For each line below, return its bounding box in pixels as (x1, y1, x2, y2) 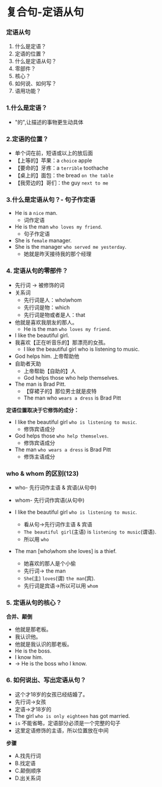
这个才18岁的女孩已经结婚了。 (14, 691, 88, 698)
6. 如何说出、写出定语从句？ (6, 676, 87, 685)
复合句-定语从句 (6, 5, 84, 19)
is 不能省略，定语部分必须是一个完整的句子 (14, 719, 121, 726)
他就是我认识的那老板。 (14, 641, 72, 648)
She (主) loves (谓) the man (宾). (23, 574, 96, 582)
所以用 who (23, 535, 49, 542)
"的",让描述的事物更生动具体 (14, 118, 84, 126)
